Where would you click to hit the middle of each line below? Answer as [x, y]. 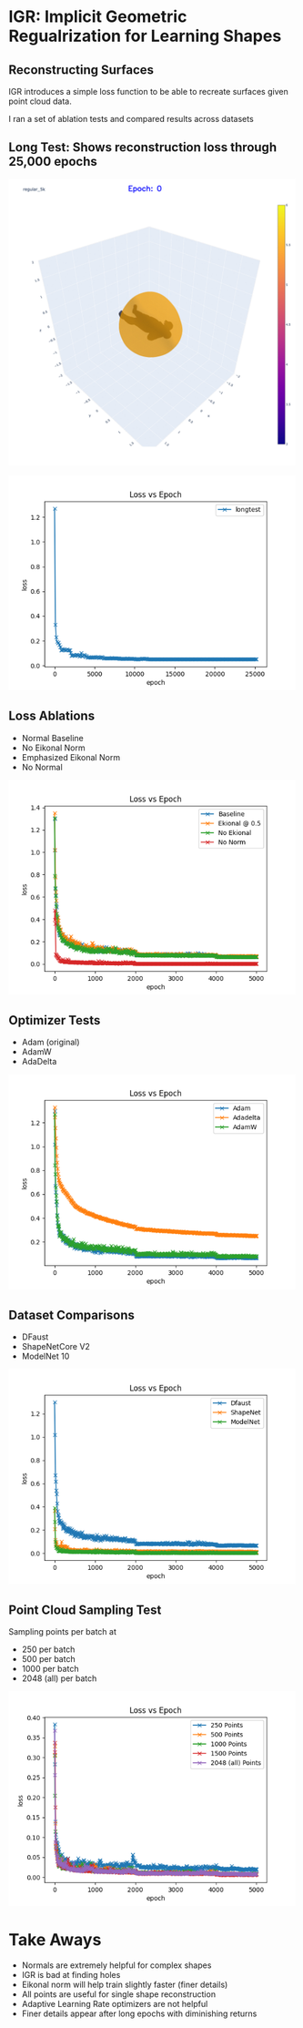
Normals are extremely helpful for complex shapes [116, 1965]
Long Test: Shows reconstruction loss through [143, 148]
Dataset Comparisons [72, 1315]
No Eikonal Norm [53, 748]
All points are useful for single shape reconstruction [118, 1994]
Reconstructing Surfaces [81, 70]
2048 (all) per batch [59, 1678]
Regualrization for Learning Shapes [145, 36]
